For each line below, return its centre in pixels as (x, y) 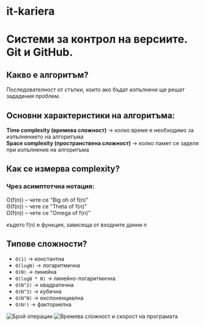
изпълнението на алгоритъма (45, 137)
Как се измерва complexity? (63, 169)
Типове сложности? (47, 244)
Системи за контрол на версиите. (97, 40)
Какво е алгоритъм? (47, 75)
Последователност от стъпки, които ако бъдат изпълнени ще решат (95, 89)
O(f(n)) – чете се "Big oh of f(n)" (47, 200)
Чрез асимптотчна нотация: (50, 186)
